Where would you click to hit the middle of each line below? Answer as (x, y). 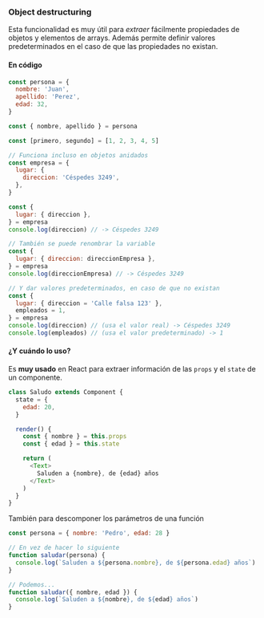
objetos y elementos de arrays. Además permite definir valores (112, 38)
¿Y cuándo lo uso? (40, 351)
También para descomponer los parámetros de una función (106, 518)
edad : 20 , (39, 407)
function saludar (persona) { (57, 555)
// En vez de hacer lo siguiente (64, 548)
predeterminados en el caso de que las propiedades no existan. (113, 47)
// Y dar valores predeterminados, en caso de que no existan (114, 288)
